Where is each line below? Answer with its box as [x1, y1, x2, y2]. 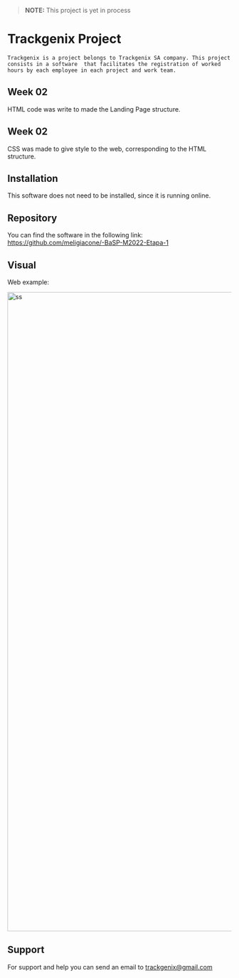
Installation [7, 172, 58, 184]
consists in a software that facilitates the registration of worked [7, 60, 221, 68]
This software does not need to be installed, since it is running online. [7, 191, 211, 200]
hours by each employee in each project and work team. [7, 67, 176, 74]
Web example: [7, 278, 50, 286]
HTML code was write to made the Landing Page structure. [7, 104, 181, 113]
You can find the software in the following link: [7, 231, 144, 240]
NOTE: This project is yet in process [24, 6, 131, 14]
